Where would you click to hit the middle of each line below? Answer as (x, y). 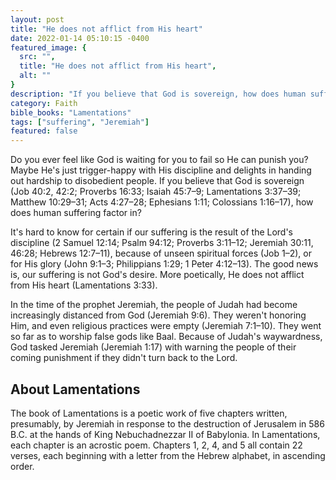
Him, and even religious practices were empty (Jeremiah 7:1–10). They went (166, 326)
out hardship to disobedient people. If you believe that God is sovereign (157, 181)
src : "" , (37, 57)
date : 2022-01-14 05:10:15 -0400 (80, 38)
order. (22, 466)
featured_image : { (48, 47)
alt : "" (35, 76)
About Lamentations (75, 389)
